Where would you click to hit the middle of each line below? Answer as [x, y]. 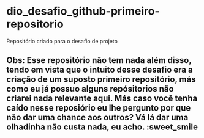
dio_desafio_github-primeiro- [83, 11]
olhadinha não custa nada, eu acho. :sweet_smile [102, 127]
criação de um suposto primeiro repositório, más [101, 80]
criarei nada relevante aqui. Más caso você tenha [102, 99]
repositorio [35, 24]
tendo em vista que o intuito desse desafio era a [100, 70]
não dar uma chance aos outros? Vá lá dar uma [97, 118]
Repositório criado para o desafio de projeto [62, 41]
